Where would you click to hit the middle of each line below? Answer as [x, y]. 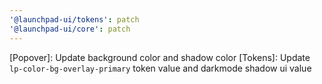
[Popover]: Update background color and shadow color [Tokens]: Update [160, 57]
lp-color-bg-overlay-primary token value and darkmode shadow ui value [160, 68]
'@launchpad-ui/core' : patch [70, 29]
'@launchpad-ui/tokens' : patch [74, 19]
